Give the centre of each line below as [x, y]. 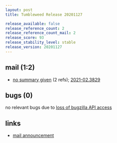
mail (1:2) [20, 68]
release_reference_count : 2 [35, 28]
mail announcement [33, 135]
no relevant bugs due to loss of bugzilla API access [59, 108]
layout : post [19, 10]
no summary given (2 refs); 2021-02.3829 [56, 80]
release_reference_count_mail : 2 [41, 33]
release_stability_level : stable [41, 43]
